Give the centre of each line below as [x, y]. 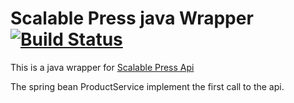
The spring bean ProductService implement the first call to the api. [147, 86]
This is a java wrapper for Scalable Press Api [102, 67]
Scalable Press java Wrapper [132, 18]
